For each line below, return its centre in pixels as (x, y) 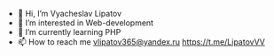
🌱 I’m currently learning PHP (69, 32)
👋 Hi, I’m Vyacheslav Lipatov (70, 14)
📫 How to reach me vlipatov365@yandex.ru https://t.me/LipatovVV (141, 42)
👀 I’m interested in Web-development (85, 23)
